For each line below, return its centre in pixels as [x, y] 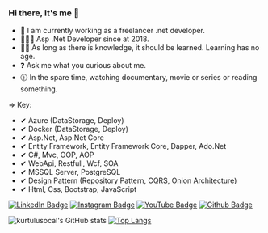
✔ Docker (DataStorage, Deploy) [74, 129]
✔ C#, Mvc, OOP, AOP [57, 155]
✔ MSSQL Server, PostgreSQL [70, 172]
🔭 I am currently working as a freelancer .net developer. [113, 31]
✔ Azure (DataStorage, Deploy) [72, 121]
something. [39, 89]
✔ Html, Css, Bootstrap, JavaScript [78, 189]
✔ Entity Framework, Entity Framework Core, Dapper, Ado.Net [123, 146]
